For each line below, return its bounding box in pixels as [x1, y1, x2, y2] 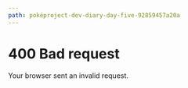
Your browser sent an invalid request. [8, 71, 129, 80]
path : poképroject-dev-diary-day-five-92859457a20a [8, 11, 180, 19]
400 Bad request [8, 44, 120, 62]
